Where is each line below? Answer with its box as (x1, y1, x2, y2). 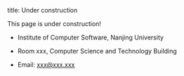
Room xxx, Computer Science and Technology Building (17, 47, 177, 55)
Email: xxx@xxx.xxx (17, 61, 75, 69)
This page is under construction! (7, 20, 102, 27)
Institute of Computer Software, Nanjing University (17, 33, 164, 42)
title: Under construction (7, 6, 78, 14)
